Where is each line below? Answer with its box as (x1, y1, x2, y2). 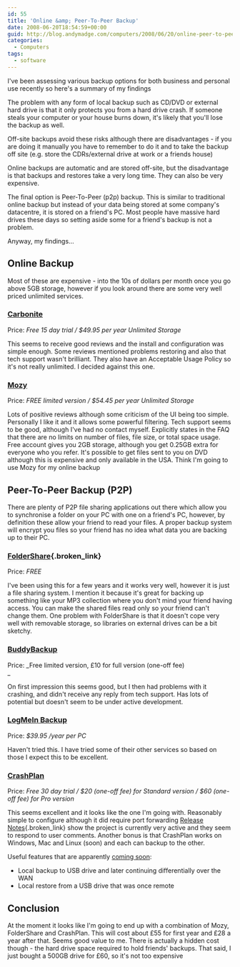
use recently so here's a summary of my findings (7, 84, 151, 93)
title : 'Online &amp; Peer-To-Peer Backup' (7, 17, 139, 24)
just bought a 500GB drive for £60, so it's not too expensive (7, 951, 184, 960)
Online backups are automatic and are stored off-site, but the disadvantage (7, 164, 229, 172)
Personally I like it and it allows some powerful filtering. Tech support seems (7, 418, 231, 426)
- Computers (14, 44, 50, 51)
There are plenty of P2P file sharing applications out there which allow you (7, 503, 227, 511)
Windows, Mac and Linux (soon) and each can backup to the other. (7, 838, 205, 847)
